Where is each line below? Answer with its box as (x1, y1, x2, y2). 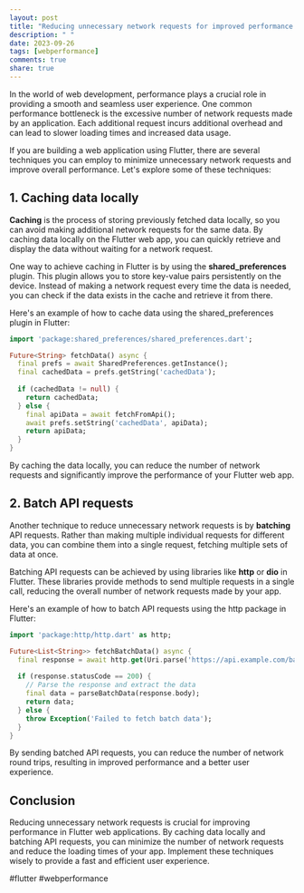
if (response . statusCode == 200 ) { (17, 672, 152, 681)
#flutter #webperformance (9, 873, 109, 884)
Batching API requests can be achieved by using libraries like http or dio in (9, 566, 288, 577)
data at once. (9, 548, 59, 559)
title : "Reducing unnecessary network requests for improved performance (9, 22, 294, 31)
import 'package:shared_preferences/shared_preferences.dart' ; (9, 335, 253, 344)
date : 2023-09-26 (9, 38, 75, 48)
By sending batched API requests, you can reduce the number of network (9, 747, 284, 758)
